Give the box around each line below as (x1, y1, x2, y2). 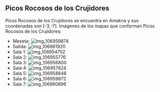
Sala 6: (12, 75, 27, 81)
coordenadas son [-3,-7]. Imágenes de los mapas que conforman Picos (5, 23, 155, 29)
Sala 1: (12, 49, 26, 55)
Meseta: (12, 38, 30, 44)
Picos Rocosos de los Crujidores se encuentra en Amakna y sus (5, 17, 139, 23)
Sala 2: (12, 54, 27, 60)
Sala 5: (12, 70, 27, 76)
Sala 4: (12, 65, 27, 71)
